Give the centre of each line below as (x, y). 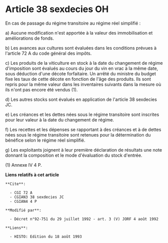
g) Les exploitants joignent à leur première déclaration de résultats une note (84, 150)
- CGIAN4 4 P (23, 201)
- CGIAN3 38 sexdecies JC (37, 197)
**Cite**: (16, 184)
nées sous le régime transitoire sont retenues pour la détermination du (78, 135)
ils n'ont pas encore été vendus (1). (41, 89)
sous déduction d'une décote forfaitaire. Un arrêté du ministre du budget (81, 73)
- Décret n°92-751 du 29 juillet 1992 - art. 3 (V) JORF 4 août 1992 (84, 219)
